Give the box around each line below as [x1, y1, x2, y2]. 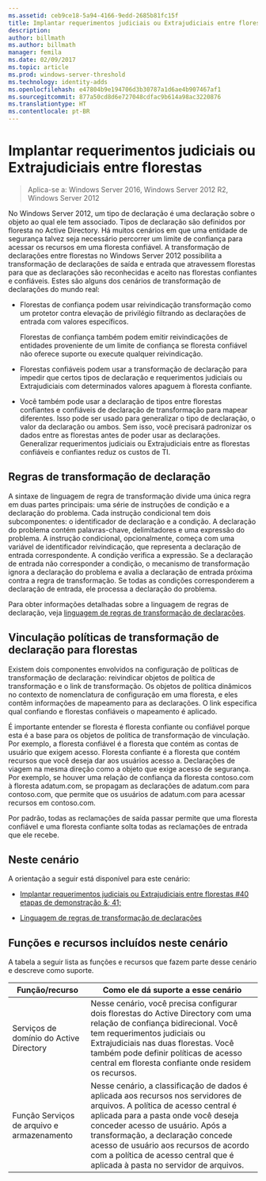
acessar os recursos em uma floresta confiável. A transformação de [8, 242, 230, 252]
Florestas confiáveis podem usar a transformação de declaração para [19, 364, 248, 374]
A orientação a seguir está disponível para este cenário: [8, 874, 191, 883]
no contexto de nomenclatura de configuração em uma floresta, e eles [8, 690, 238, 699]
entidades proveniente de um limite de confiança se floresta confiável [19, 340, 248, 350]
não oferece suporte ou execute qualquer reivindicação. [19, 348, 203, 358]
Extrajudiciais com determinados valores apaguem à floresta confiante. [19, 381, 253, 390]
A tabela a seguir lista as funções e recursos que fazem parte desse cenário [8, 957, 257, 967]
